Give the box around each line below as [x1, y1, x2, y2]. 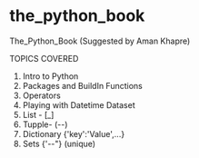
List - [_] [22, 109, 55, 120]
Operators [22, 90, 61, 101]
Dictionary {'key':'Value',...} [22, 128, 125, 139]
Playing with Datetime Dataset [22, 99, 135, 110]
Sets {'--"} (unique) [22, 138, 96, 149]
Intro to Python [22, 70, 79, 82]
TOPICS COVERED [9, 53, 79, 64]
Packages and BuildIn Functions [22, 80, 143, 91]
